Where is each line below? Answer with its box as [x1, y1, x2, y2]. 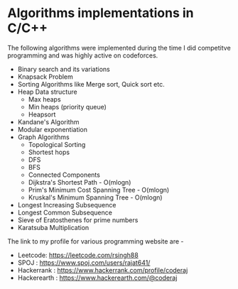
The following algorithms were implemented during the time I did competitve [7, 43, 231, 52]
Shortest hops [28, 148, 70, 156]
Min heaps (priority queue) [28, 102, 107, 111]
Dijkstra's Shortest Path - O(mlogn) [28, 178, 131, 186]
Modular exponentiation [17, 125, 87, 133]
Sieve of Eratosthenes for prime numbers [17, 215, 139, 224]
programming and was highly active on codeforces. [7, 51, 158, 60]
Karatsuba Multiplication [17, 223, 90, 231]
